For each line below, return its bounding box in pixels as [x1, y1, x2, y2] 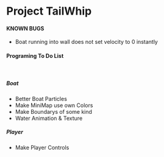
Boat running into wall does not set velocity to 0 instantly [15, 38, 159, 46]
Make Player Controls [15, 144, 70, 151]
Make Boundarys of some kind [15, 108, 93, 115]
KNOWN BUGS [6, 24, 45, 32]
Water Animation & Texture [15, 114, 83, 122]
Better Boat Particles [15, 95, 67, 102]
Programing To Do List [6, 52, 64, 59]
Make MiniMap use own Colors [15, 102, 93, 109]
